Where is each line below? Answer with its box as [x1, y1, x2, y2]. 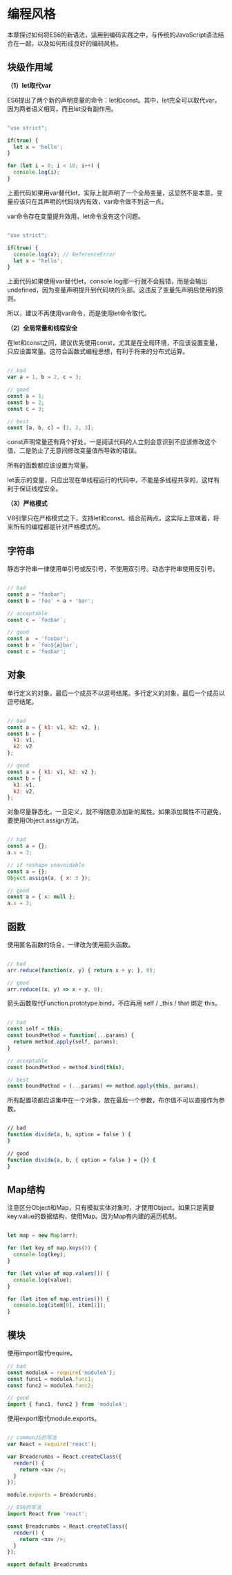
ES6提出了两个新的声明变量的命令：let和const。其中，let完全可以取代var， [7, 96, 221, 104]
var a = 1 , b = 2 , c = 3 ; [7, 373, 81, 381]
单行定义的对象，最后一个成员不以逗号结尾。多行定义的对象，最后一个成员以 [7, 689, 225, 697]
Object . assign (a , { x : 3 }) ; [7, 874, 91, 881]
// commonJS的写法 [7, 1434, 57, 1441]
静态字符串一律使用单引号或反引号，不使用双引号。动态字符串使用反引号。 [7, 565, 219, 573]
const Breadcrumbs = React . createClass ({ [7, 1522, 128, 1530]
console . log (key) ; [13, 1251, 67, 1258]
